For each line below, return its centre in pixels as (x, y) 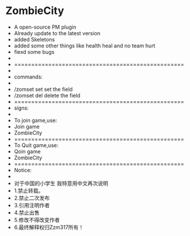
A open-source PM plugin (45, 27)
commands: (28, 77)
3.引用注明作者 (32, 205)
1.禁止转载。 (29, 190)
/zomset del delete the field (47, 95)
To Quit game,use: (36, 145)
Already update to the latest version (57, 33)
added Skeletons (34, 39)
